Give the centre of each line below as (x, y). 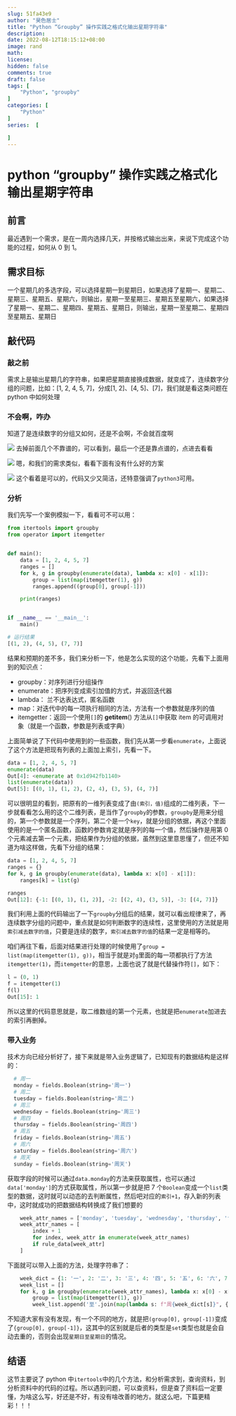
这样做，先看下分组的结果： (66, 847)
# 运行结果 (21, 638)
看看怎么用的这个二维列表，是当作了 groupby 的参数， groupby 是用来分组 (122, 812)
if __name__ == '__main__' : (48, 618)
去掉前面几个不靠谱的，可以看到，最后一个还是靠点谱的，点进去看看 (114, 448)
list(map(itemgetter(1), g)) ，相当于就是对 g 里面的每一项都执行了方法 (110, 955)
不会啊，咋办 (29, 417)
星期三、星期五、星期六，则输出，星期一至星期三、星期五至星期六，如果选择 (118, 299)
